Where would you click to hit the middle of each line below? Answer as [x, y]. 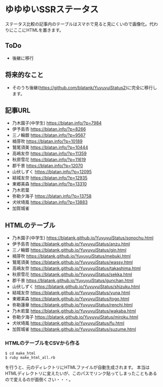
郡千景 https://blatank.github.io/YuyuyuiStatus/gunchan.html [73, 281]
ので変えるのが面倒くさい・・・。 [39, 380]
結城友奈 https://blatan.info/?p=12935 [50, 178]
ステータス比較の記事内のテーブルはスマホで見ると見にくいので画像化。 [77, 24]
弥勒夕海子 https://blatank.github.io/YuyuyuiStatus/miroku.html [75, 317]
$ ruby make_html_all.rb [30, 358]
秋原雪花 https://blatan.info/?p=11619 [49, 160]
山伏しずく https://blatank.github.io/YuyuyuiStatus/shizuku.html [76, 287]
